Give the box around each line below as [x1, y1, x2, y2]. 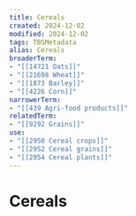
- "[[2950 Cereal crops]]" [9, 136, 109, 145]
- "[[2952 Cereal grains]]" [9, 144, 113, 153]
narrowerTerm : [9, 95, 62, 104]
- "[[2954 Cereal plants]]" [9, 152, 113, 162]
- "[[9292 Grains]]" [9, 120, 86, 129]
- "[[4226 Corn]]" [9, 87, 77, 96]
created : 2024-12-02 [9, 21, 86, 30]
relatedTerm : [9, 112, 57, 120]
